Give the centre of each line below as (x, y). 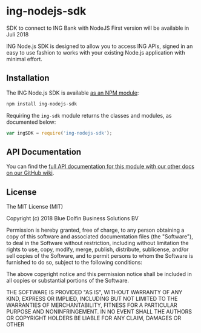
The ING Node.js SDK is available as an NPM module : (73, 93)
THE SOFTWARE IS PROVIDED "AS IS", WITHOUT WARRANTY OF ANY (94, 292)
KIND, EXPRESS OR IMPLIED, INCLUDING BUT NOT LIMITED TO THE (92, 299)
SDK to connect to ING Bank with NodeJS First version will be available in (98, 28)
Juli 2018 (18, 34)
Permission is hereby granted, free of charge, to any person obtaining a (95, 230)
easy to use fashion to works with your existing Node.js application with (96, 52)
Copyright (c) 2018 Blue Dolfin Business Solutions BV (73, 218)
